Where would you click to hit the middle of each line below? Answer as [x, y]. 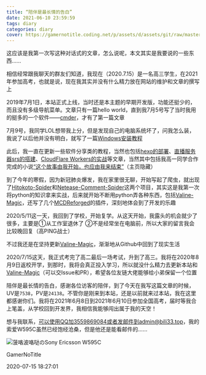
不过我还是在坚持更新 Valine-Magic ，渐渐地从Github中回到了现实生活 [93, 244]
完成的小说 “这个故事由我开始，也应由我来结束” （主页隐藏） [81, 167]
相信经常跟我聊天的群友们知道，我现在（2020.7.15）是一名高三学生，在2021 [102, 74]
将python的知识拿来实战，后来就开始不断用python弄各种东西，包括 [91, 195]
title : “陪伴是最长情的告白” [39, 12]
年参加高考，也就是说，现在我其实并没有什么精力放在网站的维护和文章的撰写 [103, 82]
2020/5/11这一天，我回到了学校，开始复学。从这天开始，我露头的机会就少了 [102, 216]
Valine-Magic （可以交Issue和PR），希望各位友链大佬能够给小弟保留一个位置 [102, 273]
